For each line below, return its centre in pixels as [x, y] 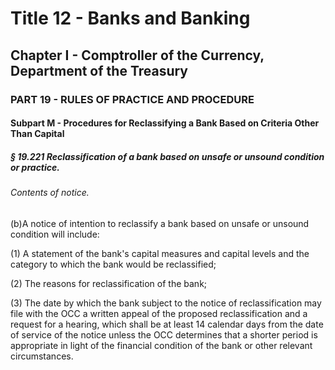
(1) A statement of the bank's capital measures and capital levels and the [160, 253]
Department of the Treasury [99, 70]
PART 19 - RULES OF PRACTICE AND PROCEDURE [132, 99]
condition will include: [55, 234]
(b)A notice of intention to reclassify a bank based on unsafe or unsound [160, 223]
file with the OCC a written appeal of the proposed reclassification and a [159, 313]
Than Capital [37, 134]
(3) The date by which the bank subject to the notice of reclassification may [166, 303]
